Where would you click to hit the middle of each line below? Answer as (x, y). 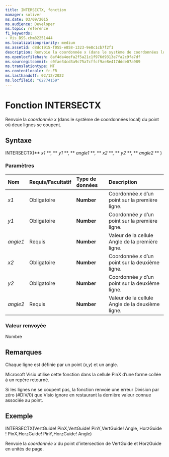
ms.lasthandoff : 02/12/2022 (35, 76)
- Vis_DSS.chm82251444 (29, 38)
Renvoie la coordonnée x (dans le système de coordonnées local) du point (82, 119)
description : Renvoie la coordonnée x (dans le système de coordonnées (82, 52)
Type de (86, 179)
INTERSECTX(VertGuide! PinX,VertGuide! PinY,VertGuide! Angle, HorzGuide (83, 428)
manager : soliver (23, 15)
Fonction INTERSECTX (53, 105)
